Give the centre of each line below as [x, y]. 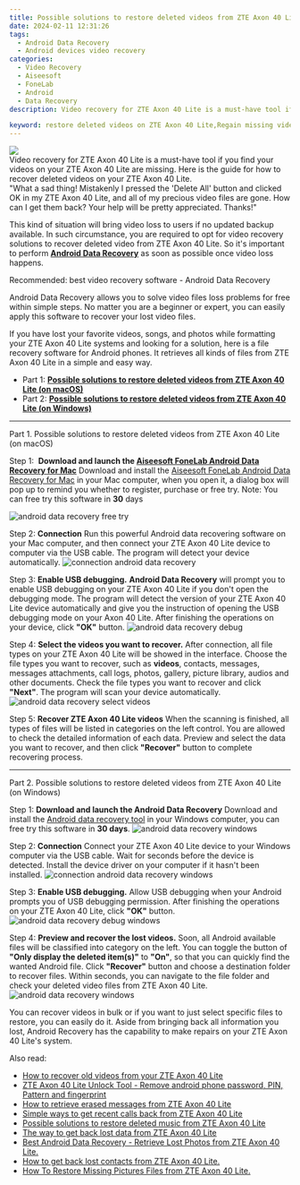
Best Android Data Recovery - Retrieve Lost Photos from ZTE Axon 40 [151, 1142]
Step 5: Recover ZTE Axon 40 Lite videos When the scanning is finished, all [149, 719]
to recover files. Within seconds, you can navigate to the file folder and [139, 976]
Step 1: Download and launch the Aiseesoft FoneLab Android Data [134, 461]
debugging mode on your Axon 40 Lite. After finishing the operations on [142, 618]
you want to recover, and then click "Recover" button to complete [131, 748]
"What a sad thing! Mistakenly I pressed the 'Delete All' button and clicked [146, 188]
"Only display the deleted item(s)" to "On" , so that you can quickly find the [150, 957]
